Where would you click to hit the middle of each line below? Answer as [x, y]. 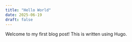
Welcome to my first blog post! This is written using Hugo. [66, 34]
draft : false [19, 19]
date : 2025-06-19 [24, 15]
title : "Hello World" [28, 10]
